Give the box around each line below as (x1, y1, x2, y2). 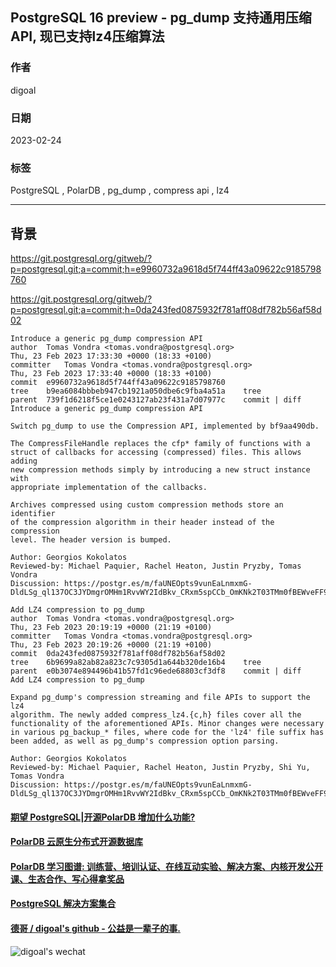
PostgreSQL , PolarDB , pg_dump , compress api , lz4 (10, 184, 230, 197)
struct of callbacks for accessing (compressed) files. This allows (10, 448, 302, 458)
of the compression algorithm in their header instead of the (10, 518, 275, 528)
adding (10, 456, 38, 467)
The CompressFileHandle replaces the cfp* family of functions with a (10, 439, 311, 449)
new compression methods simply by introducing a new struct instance (10, 465, 311, 475)
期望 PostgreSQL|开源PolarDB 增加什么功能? (10, 811, 196, 823)
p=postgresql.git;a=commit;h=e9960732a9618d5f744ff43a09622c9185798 (10, 263, 322, 275)
